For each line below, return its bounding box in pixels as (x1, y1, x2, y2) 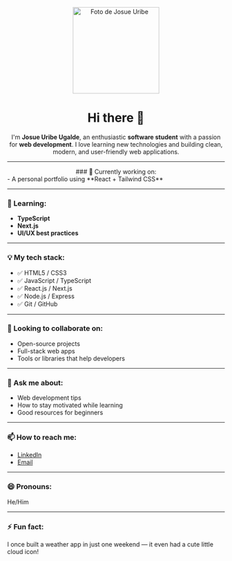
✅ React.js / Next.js (17, 284, 72, 293)
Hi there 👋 (87, 110, 145, 126)
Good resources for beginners (17, 408, 104, 417)
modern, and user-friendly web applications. (52, 147, 180, 156)
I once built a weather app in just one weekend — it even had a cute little (7, 540, 214, 549)
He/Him (7, 497, 29, 506)
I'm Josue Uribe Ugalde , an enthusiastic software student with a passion (11, 133, 221, 141)
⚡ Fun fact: (7, 522, 44, 531)
